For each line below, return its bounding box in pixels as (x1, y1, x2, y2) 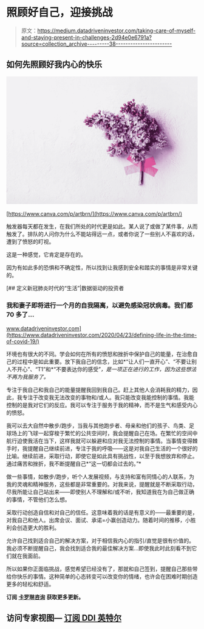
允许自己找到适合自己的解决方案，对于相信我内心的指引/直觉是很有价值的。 (6, 537, 195, 544)
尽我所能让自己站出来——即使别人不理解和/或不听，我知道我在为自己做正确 (6, 488, 195, 496)
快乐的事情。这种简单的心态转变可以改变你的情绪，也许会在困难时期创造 (16, 572, 198, 580)
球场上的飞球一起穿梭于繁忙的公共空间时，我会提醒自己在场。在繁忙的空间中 (6, 429, 198, 436)
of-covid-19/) (6, 338, 39, 345)
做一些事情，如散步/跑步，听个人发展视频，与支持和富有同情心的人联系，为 (6, 473, 195, 480)
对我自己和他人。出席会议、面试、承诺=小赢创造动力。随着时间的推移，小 (6, 516, 191, 524)
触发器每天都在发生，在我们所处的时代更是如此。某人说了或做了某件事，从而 (6, 223, 198, 230)
